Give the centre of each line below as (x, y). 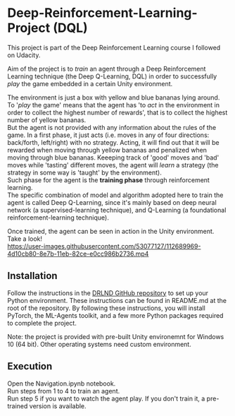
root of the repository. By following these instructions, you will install (106, 308)
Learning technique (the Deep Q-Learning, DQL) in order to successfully (112, 76)
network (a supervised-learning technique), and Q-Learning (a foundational (117, 210)
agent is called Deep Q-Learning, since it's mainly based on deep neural (112, 202)
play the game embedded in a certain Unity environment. (90, 83)
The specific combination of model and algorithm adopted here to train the (115, 195)
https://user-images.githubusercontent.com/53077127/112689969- (104, 246)
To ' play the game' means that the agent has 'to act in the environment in (114, 105)
